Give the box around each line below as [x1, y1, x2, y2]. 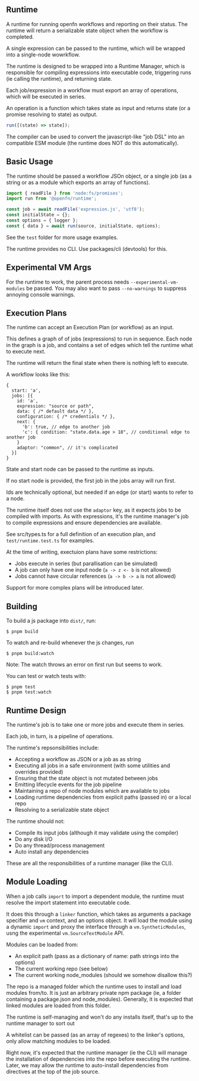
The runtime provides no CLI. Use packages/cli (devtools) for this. [6, 245, 168, 252]
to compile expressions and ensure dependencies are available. [6, 519, 162, 527]
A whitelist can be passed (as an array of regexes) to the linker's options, [6, 1031, 185, 1038]
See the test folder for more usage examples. [6, 234, 118, 241]
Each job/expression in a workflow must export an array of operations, [6, 86, 179, 94]
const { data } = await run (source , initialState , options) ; [6, 223, 161, 229]
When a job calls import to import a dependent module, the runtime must [6, 893, 184, 900]
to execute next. [6, 348, 46, 355]
